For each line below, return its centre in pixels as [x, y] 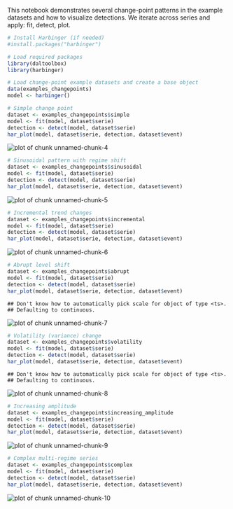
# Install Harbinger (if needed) [56, 38]
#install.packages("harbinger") [54, 44]
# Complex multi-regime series [53, 459]
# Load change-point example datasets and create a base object [103, 83]
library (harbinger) [36, 70]
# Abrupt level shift [39, 265]
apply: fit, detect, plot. [39, 25]
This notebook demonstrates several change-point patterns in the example [115, 10]
